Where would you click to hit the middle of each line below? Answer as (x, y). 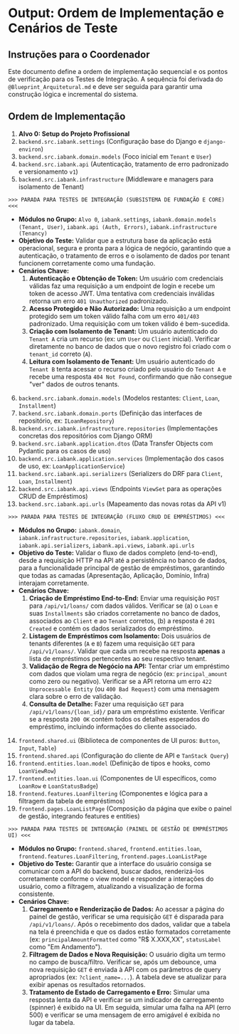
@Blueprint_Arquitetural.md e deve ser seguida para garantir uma (105, 86)
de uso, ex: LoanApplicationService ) (71, 466)
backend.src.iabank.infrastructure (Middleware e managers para (116, 179)
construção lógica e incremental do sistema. (73, 94)
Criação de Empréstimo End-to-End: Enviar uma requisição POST (124, 598)
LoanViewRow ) (37, 771)
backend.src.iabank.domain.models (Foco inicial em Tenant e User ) (115, 156)
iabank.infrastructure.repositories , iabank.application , (104, 537)
